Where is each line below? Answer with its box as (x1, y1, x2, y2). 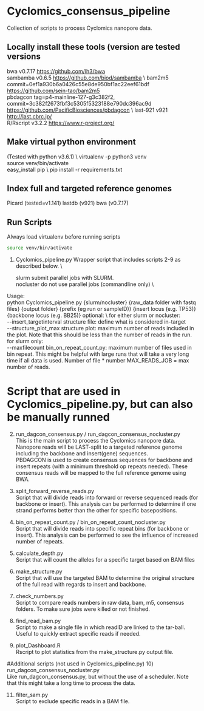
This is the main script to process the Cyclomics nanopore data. (15, 437, 175, 444)
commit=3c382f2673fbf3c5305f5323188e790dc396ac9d (7, 100, 152, 107)
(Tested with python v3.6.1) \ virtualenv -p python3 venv (7, 153, 147, 160)
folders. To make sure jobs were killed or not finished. (15, 605, 151, 613)
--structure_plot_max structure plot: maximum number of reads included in (7, 325, 194, 332)
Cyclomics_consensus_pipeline (7, 4, 171, 18)
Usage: (7, 293, 25, 300)
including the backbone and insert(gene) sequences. (15, 450, 148, 457)
